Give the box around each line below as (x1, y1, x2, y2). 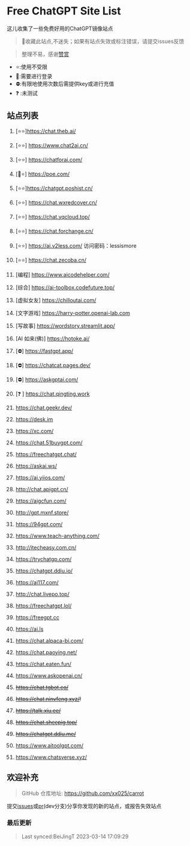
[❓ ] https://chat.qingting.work (15, 390, 90, 397)
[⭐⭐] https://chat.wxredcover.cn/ (15, 198, 98, 206)
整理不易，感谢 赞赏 (21, 50, 70, 58)
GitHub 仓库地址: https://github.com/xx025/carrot (21, 789, 144, 797)
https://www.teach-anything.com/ (15, 532, 99, 539)
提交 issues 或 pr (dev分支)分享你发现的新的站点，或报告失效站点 (7, 802, 162, 809)
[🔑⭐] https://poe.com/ (15, 170, 70, 177)
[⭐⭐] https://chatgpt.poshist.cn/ (15, 185, 93, 192)
